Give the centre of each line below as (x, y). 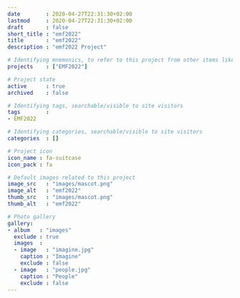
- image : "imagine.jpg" (54, 250)
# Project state (31, 79)
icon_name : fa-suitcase (44, 158)
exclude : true (36, 237)
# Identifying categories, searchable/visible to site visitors (105, 132)
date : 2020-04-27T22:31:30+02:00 (70, 14)
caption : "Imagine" (51, 257)
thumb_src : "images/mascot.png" (60, 197)
